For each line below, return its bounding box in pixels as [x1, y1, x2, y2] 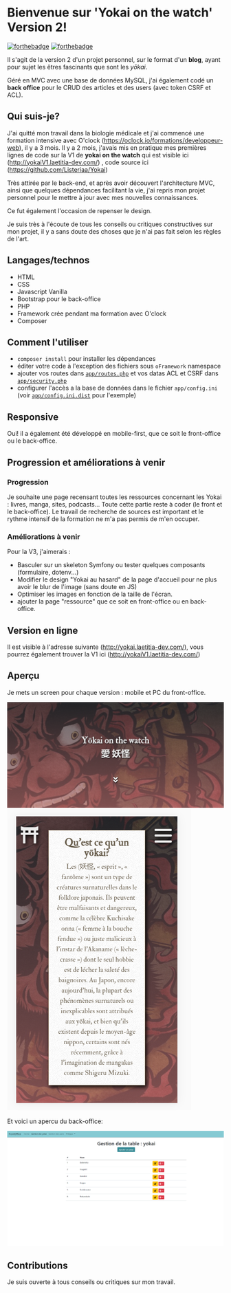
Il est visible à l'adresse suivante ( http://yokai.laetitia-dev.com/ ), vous [7, 643, 204, 651]
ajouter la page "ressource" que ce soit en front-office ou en [16, 597, 189, 606]
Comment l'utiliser [7, 336, 89, 348]
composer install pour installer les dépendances [16, 355, 156, 363]
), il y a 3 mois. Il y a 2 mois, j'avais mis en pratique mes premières [19, 143, 207, 152]
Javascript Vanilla [16, 287, 67, 296]
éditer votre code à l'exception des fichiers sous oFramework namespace [16, 362, 221, 371]
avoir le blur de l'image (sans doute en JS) [16, 583, 137, 591]
